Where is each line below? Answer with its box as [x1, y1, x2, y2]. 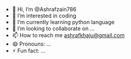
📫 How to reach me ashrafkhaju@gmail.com [12, 32, 125, 39]
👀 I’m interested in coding [12, 12, 77, 19]
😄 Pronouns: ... [12, 40, 52, 48]
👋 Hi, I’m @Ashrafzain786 [12, 6, 77, 13]
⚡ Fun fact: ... [12, 47, 46, 54]
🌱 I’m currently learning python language [12, 19, 115, 25]
